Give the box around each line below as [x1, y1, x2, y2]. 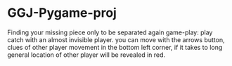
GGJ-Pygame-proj [7, 5, 117, 21]
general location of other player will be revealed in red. [7, 51, 166, 59]
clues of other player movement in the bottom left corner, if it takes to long [7, 43, 223, 51]
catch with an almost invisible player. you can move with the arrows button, [7, 35, 225, 44]
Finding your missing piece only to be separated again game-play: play [7, 28, 213, 37]
